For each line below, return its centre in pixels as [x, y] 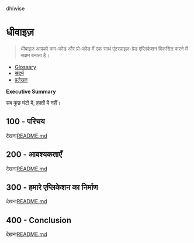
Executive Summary [31, 91]
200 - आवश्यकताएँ [34, 155]
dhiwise [15, 8]
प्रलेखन [21, 80]
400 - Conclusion [39, 220]
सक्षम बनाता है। [35, 55]
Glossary [25, 67]
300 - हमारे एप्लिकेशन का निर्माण [52, 187]
